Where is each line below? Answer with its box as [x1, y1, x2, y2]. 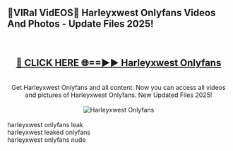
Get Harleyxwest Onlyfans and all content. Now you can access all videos [11, 83, 226, 91]
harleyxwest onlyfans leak [7, 120, 83, 129]
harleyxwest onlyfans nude [7, 135, 86, 144]
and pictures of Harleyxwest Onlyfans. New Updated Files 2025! [25, 91, 213, 99]
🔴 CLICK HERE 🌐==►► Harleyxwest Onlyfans [16, 57, 222, 69]
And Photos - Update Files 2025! [7, 18, 154, 30]
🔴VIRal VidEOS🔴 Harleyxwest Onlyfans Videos [7, 7, 216, 19]
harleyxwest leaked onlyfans [7, 128, 90, 136]
